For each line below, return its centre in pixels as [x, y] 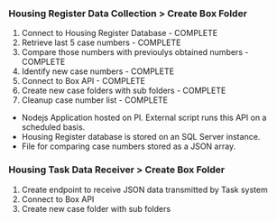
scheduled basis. [53, 127]
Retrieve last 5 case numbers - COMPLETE [101, 42]
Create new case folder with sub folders [96, 208]
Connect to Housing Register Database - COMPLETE [120, 33]
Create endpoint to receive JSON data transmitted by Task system [144, 189]
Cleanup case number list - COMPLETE [95, 100]
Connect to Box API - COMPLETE [83, 81]
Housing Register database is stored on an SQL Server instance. [141, 137]
